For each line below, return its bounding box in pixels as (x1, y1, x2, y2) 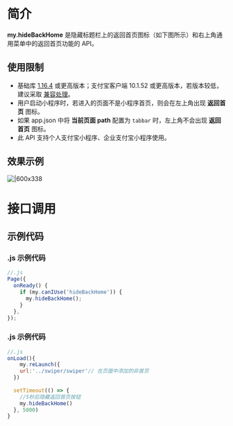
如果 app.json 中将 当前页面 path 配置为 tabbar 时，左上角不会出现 (17, 116, 208, 124)
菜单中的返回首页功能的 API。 (12, 39, 98, 47)
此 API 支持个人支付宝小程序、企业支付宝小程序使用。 (17, 133, 171, 142)
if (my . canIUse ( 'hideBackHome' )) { (19, 289, 123, 296)
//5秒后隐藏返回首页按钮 (19, 393, 81, 400)
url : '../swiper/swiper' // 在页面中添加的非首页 (19, 368, 149, 375)
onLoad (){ (7, 355, 36, 361)
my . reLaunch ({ (19, 361, 60, 368)
